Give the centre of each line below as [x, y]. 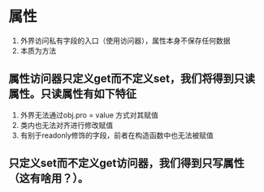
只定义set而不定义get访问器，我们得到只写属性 [127, 163]
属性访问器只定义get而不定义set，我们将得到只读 [132, 79]
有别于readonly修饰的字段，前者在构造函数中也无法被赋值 [117, 135]
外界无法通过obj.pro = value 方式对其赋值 [89, 115]
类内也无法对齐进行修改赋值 [67, 125]
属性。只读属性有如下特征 [72, 94]
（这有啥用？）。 [49, 179]
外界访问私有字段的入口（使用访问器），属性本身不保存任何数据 [125, 41]
